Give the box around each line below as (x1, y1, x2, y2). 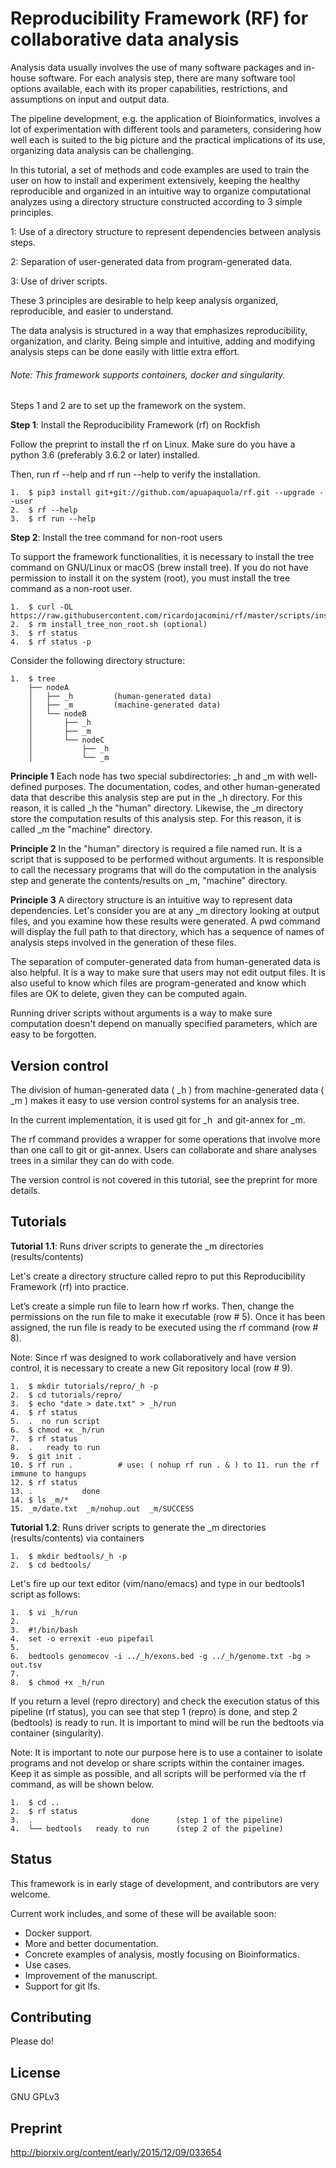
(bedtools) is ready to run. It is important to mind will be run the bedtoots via (10, 1716, 325, 1728)
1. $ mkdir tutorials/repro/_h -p (10, 1381, 159, 1391)
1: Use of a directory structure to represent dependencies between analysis (10, 225, 322, 237)
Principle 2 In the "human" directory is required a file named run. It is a (10, 843, 303, 855)
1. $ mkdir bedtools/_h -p (10, 1551, 128, 1561)
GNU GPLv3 (10, 2091, 60, 2103)
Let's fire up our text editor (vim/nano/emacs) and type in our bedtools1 (10, 1577, 305, 1589)
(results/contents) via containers (10, 1532, 145, 1544)
